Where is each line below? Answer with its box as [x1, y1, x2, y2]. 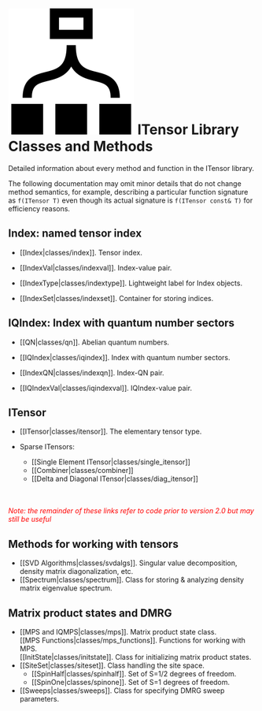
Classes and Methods [8, 138, 153, 155]
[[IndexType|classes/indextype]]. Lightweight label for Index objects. [19, 278, 242, 288]
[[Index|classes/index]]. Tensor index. [19, 248, 143, 257]
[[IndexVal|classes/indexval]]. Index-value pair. [19, 262, 172, 272]
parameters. [19, 694, 60, 703]
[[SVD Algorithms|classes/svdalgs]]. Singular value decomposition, [19, 558, 238, 568]
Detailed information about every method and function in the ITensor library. [8, 163, 254, 173]
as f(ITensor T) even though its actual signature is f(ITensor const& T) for [8, 195, 253, 205]
